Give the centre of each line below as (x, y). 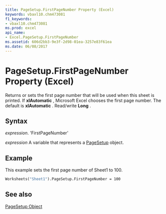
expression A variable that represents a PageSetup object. (64, 143)
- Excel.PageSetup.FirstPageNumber (42, 38)
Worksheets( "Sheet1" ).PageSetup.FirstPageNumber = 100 (63, 179)
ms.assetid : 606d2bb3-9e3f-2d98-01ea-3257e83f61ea (58, 42)
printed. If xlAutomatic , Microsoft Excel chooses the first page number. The (83, 100)
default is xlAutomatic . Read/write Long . (48, 106)
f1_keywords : (19, 19)
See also (19, 194)
